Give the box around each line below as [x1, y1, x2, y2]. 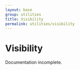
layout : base [5, 7, 32, 12]
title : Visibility [5, 16, 43, 21]
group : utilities [5, 12, 41, 17]
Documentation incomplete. [5, 59, 62, 65]
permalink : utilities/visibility [5, 21, 75, 26]
